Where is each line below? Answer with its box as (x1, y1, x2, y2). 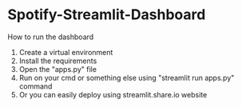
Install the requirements (18, 56, 97, 65)
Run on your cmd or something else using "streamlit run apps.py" (18, 73, 235, 82)
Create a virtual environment (18, 47, 113, 57)
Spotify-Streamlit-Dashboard (7, 6, 206, 24)
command (18, 81, 53, 91)
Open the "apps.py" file (18, 64, 97, 73)
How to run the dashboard (7, 32, 94, 42)
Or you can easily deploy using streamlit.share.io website (18, 89, 208, 99)
